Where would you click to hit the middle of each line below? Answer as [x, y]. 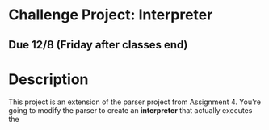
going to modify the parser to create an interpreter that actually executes [130, 110]
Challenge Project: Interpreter [111, 15]
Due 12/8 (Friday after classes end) [98, 45]
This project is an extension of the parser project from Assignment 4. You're [134, 102]
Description [48, 79]
